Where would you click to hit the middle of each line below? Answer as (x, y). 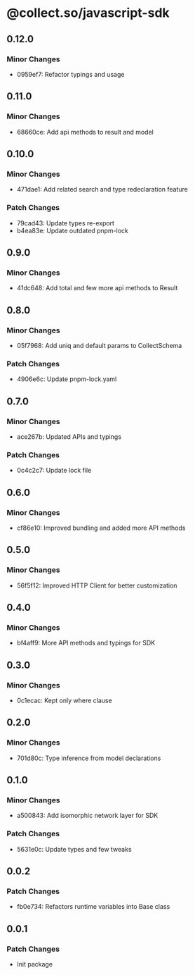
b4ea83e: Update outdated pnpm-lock (73, 230)
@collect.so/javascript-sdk (88, 13)
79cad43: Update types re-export (66, 223)
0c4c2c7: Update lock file (54, 471)
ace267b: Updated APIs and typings (69, 436)
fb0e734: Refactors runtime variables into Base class (93, 907)
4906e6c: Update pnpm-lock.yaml (67, 379)
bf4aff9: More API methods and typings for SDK (86, 643)
